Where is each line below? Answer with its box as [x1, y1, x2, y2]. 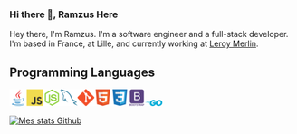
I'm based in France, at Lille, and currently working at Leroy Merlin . [9, 38, 259, 49]
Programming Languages [9, 64, 156, 80]
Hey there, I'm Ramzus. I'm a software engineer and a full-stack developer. [9, 29, 289, 40]
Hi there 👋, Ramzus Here [9, 8, 119, 21]
